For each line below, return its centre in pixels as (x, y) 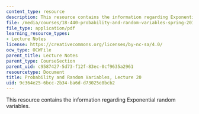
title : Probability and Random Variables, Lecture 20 (74, 77)
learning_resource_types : (38, 34)
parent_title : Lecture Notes (42, 56)
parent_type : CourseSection (41, 61)
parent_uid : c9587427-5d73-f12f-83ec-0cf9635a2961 (70, 66)
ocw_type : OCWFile (29, 50)
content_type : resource (36, 12)
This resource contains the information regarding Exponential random (91, 100)
